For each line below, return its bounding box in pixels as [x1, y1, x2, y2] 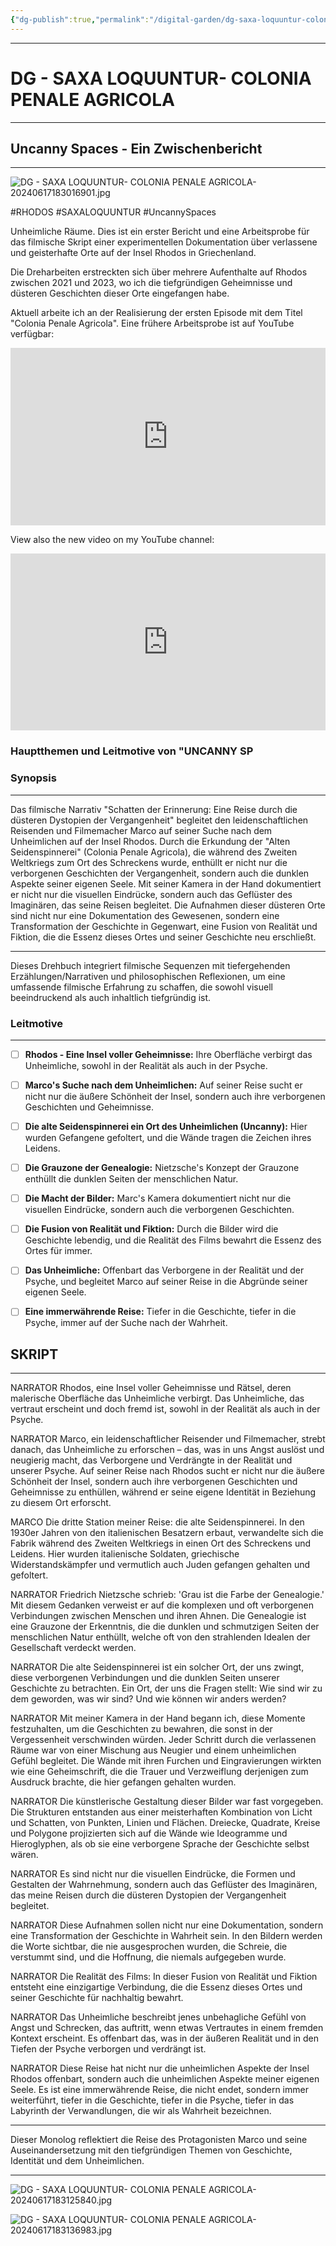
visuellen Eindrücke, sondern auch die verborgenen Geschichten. [24, 1204, 295, 1216]
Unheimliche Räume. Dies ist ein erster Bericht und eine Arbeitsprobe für [10, 226, 310, 238]
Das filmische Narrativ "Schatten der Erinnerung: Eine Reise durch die [10, 803, 298, 815]
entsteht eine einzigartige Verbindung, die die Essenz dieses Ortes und [10, 1981, 303, 1993]
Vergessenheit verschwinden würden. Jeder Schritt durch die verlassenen [10, 1734, 317, 1746]
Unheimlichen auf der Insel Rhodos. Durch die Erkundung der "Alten [10, 835, 291, 847]
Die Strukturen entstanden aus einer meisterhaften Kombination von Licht [10, 1806, 313, 1818]
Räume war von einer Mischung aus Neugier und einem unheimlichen [10, 1744, 297, 1756]
